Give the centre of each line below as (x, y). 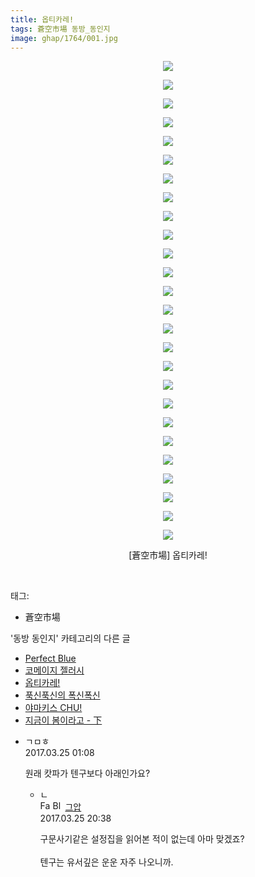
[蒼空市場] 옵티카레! (168, 555)
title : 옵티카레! (42, 19)
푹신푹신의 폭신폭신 (62, 695)
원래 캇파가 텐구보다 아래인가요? (87, 773)
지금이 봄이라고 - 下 (63, 720)
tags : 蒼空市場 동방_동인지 (60, 29)
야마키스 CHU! (53, 708)
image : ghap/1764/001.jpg (64, 38)
